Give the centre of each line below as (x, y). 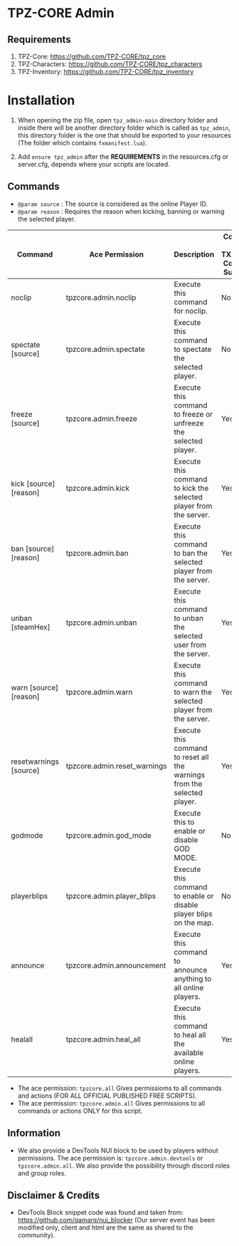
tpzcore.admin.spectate (106, 349)
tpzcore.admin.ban (97, 553)
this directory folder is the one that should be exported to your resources (124, 135)
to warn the (193, 692)
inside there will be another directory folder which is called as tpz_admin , (124, 128)
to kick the (191, 488)
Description (194, 254)
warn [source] (35, 687)
